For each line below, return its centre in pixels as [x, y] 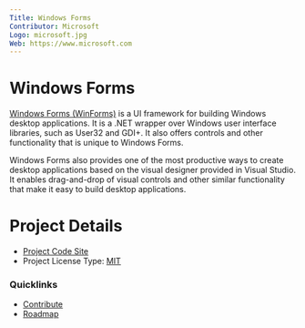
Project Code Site [56, 251]
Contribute [43, 304]
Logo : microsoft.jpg [49, 35]
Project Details [66, 226]
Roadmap [41, 314]
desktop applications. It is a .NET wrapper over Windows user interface [143, 123]
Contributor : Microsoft [55, 26]
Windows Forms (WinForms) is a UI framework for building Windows [138, 114]
